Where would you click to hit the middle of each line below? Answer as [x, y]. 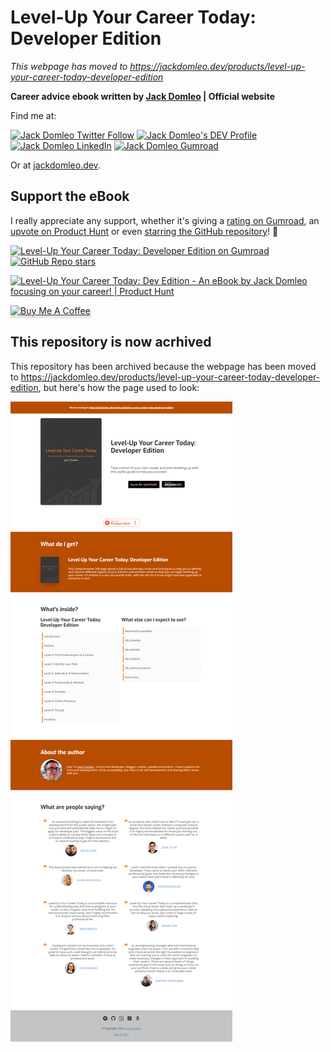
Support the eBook [70, 196]
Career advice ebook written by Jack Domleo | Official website [142, 96]
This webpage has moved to [69, 66]
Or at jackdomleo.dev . [55, 165]
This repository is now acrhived [111, 342]
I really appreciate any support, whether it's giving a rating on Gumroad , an [165, 220]
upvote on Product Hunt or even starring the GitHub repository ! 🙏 [144, 231]
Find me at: [33, 115]
